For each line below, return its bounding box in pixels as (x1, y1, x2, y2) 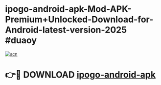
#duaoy (5, 35, 37, 46)
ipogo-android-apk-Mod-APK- (5, 3, 132, 15)
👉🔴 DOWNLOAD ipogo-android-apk (5, 69, 156, 81)
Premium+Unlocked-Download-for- (5, 14, 154, 25)
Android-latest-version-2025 (5, 25, 127, 35)
